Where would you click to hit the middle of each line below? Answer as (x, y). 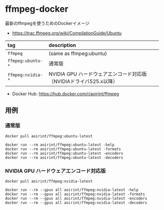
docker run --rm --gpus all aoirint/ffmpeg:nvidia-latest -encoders (76, 198)
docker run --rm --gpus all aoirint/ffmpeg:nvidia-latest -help (72, 190)
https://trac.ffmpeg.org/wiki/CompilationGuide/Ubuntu (67, 33)
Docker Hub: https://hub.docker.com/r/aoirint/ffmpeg (66, 94)
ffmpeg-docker (37, 9)
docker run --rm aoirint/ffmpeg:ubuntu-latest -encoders (64, 153)
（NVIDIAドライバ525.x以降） (83, 81)
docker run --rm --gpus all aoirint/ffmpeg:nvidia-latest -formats (75, 194)
